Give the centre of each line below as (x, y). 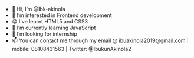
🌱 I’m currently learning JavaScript (54, 28)
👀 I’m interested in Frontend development (62, 15)
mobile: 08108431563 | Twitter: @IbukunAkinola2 (71, 49)
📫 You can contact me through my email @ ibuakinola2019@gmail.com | (100, 40)
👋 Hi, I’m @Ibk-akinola (39, 9)
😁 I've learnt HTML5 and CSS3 (50, 21)
